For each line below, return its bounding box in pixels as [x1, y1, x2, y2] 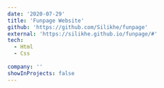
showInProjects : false [7, 70, 75, 77]
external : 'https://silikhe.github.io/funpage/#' [7, 30, 158, 38]
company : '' [7, 63, 43, 70]
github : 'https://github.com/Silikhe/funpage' [7, 23, 148, 31]
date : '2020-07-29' [7, 10, 66, 18]
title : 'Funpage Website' [7, 17, 84, 24]
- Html [14, 43, 34, 50]
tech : [7, 37, 24, 44]
